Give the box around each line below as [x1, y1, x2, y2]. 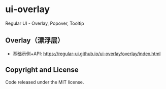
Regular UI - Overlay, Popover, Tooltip [5, 20, 84, 26]
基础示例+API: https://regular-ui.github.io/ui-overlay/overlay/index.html [12, 51, 161, 57]
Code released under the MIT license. [5, 79, 84, 85]
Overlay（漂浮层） [5, 36, 64, 45]
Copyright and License [5, 66, 79, 74]
